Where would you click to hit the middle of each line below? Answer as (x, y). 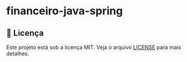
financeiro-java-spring (65, 11)
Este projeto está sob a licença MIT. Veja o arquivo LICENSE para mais (94, 47)
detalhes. (18, 54)
